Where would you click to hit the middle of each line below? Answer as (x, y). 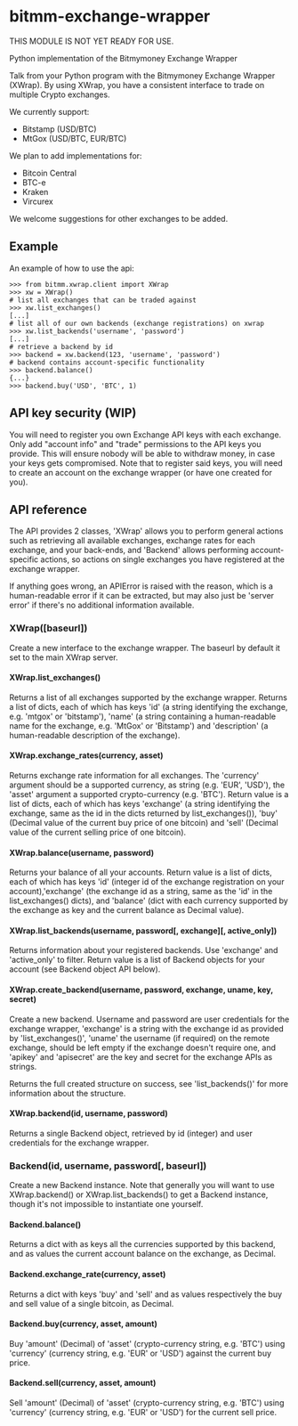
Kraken (35, 191)
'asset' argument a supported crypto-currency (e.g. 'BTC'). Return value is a (149, 794)
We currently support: (49, 111)
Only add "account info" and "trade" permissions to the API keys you (135, 444)
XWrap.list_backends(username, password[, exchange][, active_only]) (143, 930)
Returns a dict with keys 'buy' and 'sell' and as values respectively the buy (146, 1294)
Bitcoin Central (49, 173)
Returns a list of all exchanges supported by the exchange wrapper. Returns (148, 697)
